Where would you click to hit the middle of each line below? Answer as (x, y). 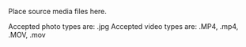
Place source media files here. (57, 11)
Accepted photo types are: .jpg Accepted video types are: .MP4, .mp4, (123, 26)
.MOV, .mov (27, 35)
